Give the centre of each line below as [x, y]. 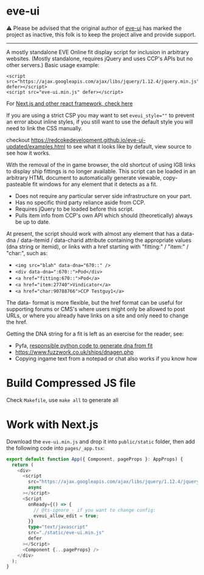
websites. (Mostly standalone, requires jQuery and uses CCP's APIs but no [100, 58]
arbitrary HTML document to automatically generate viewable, [84, 177]
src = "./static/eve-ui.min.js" [66, 533]
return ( [23, 465]
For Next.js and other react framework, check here [70, 103]
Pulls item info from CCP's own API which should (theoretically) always [104, 215]
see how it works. [28, 153]
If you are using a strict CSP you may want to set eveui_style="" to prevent [100, 115]
